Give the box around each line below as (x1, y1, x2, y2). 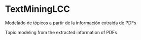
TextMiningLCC (5, 3, 70, 15)
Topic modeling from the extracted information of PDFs (5, 29, 117, 35)
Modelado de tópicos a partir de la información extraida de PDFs (5, 20, 137, 26)
